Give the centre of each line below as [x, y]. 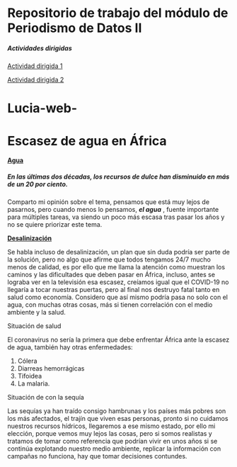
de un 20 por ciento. [38, 184]
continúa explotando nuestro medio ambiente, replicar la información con [114, 449]
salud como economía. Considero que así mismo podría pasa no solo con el [118, 297]
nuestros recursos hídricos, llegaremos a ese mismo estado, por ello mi [111, 426]
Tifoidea [30, 376]
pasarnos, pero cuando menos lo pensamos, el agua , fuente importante [113, 210]
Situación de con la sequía [46, 398]
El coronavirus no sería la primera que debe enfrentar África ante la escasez [118, 340]
